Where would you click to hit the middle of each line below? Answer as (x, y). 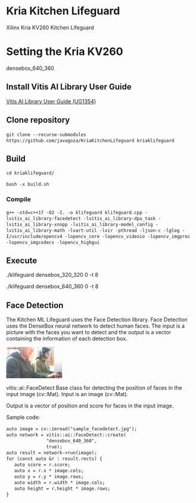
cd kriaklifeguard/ (30, 173)
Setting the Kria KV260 (65, 52)
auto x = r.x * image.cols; (49, 470)
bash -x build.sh (28, 184)
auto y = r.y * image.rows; (49, 476)
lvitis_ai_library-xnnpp (37, 224)
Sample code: (23, 417)
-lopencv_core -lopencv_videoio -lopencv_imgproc (127, 236)
